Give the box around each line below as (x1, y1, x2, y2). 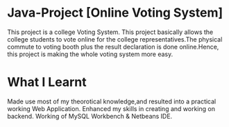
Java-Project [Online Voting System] (7, 5, 223, 21)
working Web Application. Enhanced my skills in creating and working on (7, 104, 215, 112)
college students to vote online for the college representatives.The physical (7, 35, 223, 43)
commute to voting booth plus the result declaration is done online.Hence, (7, 42, 219, 51)
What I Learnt (7, 74, 87, 90)
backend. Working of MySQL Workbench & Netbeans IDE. (7, 112, 173, 120)
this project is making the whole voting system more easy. (7, 50, 173, 58)
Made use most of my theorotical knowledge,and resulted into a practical (7, 97, 217, 105)
